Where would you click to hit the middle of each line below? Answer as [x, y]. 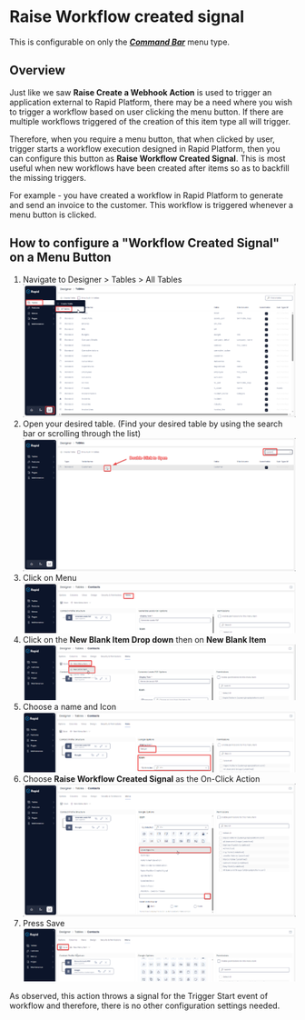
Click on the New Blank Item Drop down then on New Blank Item [144, 639]
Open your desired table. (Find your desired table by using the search [152, 424]
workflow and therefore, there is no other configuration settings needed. [145, 1005]
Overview [38, 70]
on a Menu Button [60, 258]
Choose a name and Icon [69, 706]
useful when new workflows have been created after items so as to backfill [149, 168]
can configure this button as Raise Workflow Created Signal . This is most [148, 158]
